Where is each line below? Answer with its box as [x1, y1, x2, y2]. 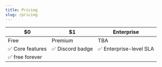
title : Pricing [5, 7, 38, 13]
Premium [51, 37, 73, 44]
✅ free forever [8, 53, 43, 60]
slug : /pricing [5, 12, 38, 17]
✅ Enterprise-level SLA [97, 45, 154, 52]
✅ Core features [8, 45, 47, 52]
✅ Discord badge [51, 45, 93, 52]
